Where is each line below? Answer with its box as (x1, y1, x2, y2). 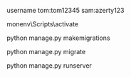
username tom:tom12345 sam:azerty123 (6, 6, 125, 14)
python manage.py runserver (6, 61, 92, 70)
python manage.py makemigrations (6, 34, 111, 42)
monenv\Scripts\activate (6, 20, 79, 28)
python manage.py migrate (6, 48, 86, 56)
